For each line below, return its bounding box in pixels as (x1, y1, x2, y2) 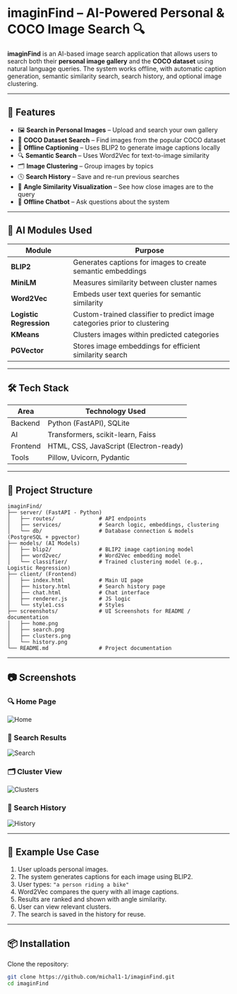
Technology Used (85, 407, 146, 417)
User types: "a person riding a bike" (17, 880, 129, 888)
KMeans (11, 329, 40, 339)
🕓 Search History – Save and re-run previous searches (17, 172, 180, 180)
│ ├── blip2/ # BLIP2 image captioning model (7, 546, 194, 553)
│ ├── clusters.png (7, 632, 71, 639)
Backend (11, 418, 40, 428)
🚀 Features (7, 106, 56, 118)
